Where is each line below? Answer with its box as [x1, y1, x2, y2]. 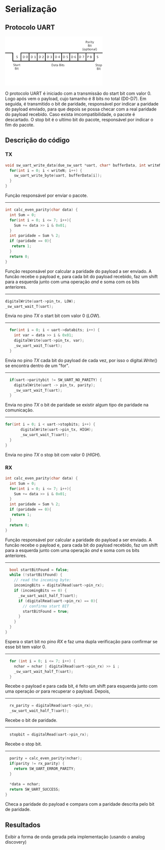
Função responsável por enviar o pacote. [5, 192, 88, 198]
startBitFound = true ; [23, 609, 69, 614]
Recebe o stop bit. [5, 741, 42, 747]
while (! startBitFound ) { [9, 572, 63, 578]
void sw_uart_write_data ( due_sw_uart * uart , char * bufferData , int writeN [5, 163, 162, 168]
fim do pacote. [5, 122, 35, 128]
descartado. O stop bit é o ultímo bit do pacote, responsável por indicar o [5, 117, 154, 122]
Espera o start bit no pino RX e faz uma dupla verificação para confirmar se [5, 638, 158, 644]
